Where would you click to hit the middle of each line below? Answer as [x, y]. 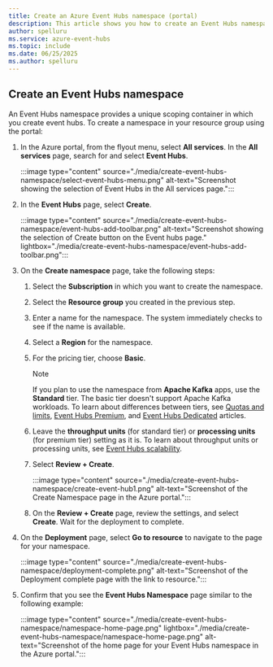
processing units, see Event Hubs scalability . [107, 448]
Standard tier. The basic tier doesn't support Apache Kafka [132, 398]
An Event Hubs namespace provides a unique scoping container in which [131, 114]
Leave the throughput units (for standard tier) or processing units [144, 431]
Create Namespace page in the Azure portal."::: [111, 497]
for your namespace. [55, 546]
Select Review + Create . [73, 464]
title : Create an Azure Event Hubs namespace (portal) [103, 16]
